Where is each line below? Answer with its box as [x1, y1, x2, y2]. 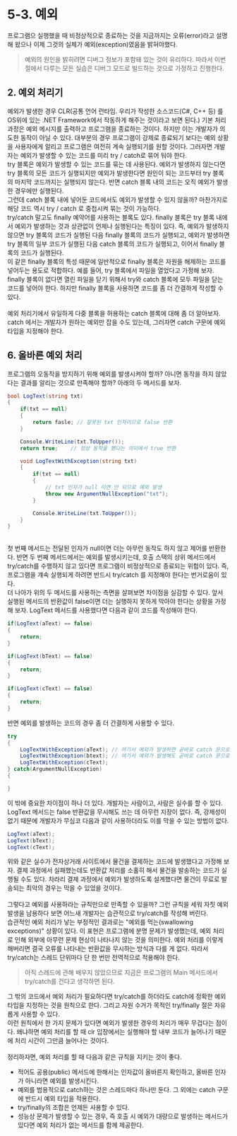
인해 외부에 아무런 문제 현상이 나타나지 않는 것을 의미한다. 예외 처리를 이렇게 [14, 936, 224, 944]
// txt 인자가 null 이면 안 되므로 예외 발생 [44, 484, 162, 491]
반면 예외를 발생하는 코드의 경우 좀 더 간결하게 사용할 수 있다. [7, 718, 175, 727]
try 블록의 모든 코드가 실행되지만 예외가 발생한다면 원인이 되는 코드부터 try [7, 168, 212, 177]
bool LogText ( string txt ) [7, 392, 83, 400]
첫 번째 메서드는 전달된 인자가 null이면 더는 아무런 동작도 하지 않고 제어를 [7, 544, 208, 553]
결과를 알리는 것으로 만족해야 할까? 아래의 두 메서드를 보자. [20, 378, 182, 386]
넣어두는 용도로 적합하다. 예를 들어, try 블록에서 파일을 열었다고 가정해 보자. [7, 266, 214, 275]
